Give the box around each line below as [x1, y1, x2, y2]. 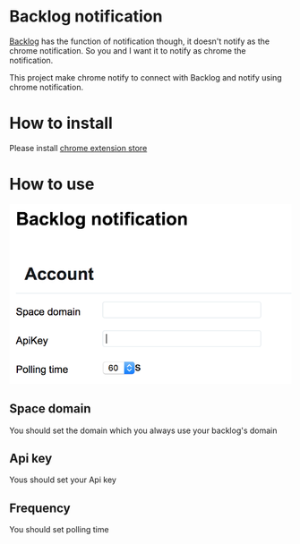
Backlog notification [9, 6, 163, 27]
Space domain [9, 401, 91, 417]
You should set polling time [9, 524, 109, 535]
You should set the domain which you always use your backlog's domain [9, 425, 278, 436]
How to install [9, 114, 114, 133]
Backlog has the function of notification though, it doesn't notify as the [9, 36, 270, 47]
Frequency [9, 500, 71, 515]
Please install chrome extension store [9, 142, 148, 153]
